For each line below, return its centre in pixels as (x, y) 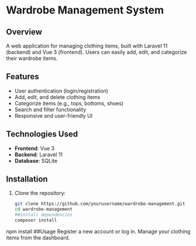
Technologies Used (42, 134)
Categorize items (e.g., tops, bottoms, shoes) (69, 103)
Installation (27, 179)
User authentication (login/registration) (61, 91)
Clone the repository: (40, 193)
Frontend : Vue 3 (34, 148)
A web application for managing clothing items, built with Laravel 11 (87, 46)
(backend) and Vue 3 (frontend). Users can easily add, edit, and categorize (97, 52)
